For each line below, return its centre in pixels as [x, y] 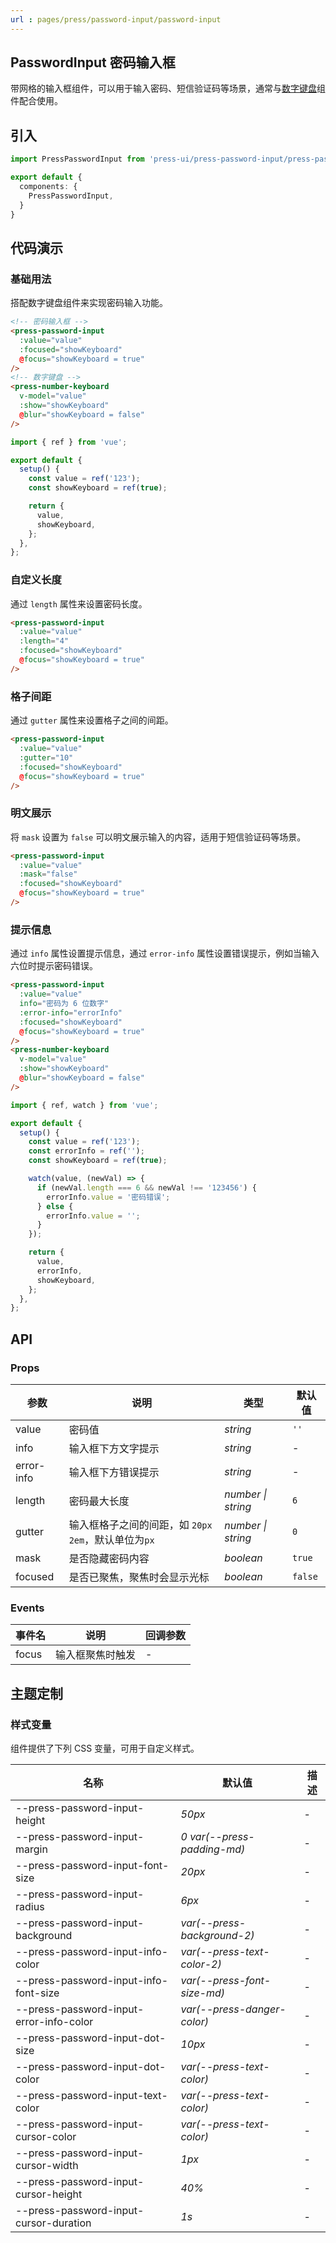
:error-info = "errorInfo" [71, 1012]
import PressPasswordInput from [77, 159]
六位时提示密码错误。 [54, 966]
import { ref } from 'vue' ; [69, 442]
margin [31, 1849]
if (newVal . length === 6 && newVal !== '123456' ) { [146, 1187]
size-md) [203, 1993]
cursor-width [47, 2165]
